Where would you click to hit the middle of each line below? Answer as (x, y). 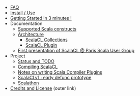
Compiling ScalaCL (38, 67)
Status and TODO (36, 61)
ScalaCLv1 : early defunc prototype (54, 77)
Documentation (26, 23)
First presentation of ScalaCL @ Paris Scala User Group (76, 51)
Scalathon (28, 83)
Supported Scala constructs (47, 29)
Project (18, 56)
